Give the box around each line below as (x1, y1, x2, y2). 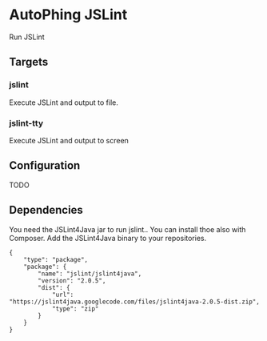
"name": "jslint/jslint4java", (38, 270, 142, 278)
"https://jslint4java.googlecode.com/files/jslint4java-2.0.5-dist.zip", (9, 298, 261, 306)
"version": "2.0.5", (38, 276, 106, 285)
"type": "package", (23, 255, 89, 263)
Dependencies (9, 203, 83, 217)
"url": (51, 291, 74, 299)
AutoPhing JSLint (9, 6, 128, 24)
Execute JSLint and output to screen (9, 135, 129, 145)
